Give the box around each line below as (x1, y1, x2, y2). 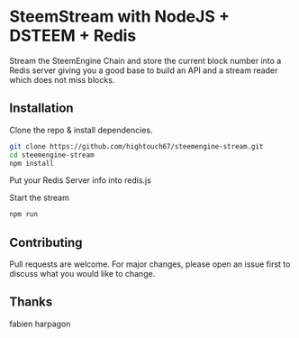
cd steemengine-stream (9, 151, 95, 160)
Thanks (9, 295, 53, 310)
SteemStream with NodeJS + (9, 6, 230, 27)
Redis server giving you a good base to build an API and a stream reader (9, 65, 278, 76)
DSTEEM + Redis (9, 25, 137, 46)
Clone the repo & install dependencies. (9, 124, 153, 135)
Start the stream (9, 192, 69, 204)
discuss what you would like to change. (9, 269, 156, 279)
